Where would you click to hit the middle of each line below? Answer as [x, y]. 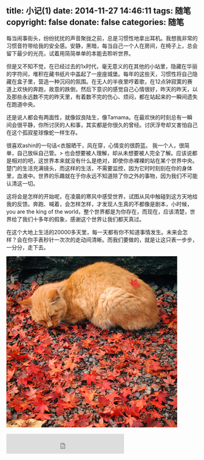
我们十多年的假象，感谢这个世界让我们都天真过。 [83, 219]
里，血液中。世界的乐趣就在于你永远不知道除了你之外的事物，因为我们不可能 [102, 176]
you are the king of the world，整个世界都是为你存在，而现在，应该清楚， [98, 211]
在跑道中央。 [22, 104]
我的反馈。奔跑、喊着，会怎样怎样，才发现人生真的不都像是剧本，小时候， [99, 204]
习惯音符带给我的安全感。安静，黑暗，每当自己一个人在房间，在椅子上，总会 [102, 46]
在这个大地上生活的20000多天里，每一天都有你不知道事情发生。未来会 [94, 232]
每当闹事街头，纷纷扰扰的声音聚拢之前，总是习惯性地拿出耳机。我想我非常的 [102, 38]
